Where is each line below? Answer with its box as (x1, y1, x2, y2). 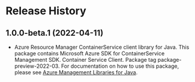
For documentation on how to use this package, (61, 62, 179, 70)
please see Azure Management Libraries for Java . (14, 69, 138, 75)
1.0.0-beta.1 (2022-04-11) (5, 28, 104, 38)
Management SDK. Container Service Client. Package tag (14, 56, 157, 63)
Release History (5, 4, 86, 18)
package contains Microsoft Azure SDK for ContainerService (14, 50, 165, 57)
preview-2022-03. (14, 62, 60, 70)
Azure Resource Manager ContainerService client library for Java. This (14, 43, 190, 51)
